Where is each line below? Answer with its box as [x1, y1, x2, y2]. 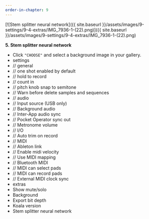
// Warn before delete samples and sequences [12, 89, 110, 95]
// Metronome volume [12, 122, 58, 128]
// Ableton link [12, 143, 42, 150]
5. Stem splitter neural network [5, 42, 72, 48]
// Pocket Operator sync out [12, 116, 71, 122]
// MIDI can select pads [12, 165, 62, 171]
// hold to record [12, 73, 47, 79]
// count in [12, 79, 34, 85]
